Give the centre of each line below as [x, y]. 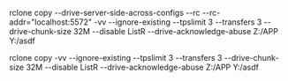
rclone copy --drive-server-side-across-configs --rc [105, 13]
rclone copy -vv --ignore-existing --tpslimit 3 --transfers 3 [116, 58]
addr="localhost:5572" [51, 22]
